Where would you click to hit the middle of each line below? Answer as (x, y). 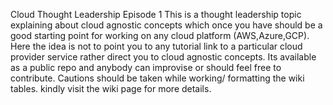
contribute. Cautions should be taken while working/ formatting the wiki (157, 78)
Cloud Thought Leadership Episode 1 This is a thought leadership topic (156, 14)
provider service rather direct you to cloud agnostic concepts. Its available (163, 57)
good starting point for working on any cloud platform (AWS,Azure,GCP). (160, 35)
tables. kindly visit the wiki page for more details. (111, 88)
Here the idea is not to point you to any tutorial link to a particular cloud (156, 46)
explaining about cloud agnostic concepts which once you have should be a (166, 25)
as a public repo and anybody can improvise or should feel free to (146, 67)
